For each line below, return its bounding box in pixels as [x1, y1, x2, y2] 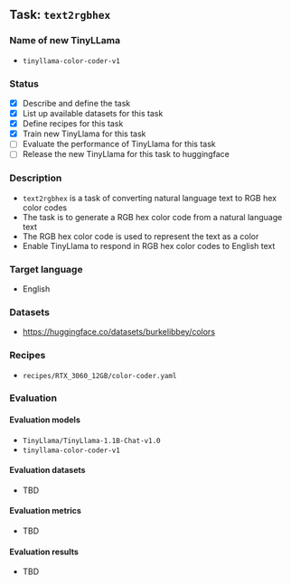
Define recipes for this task [22, 118, 124, 129]
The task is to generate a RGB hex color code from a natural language [22, 211, 283, 222]
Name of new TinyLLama [9, 34, 120, 47]
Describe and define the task [22, 97, 131, 108]
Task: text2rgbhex [9, 7, 111, 23]
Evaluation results [9, 546, 80, 557]
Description [9, 171, 62, 184]
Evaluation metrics [9, 505, 81, 516]
